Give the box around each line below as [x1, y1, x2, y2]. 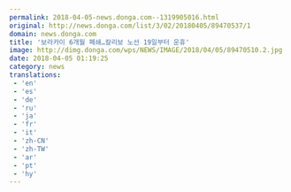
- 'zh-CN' [12, 136, 50, 145]
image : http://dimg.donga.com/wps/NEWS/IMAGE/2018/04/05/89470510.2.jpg [9, 46, 283, 55]
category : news [9, 63, 65, 72]
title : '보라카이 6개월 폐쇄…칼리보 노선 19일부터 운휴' [9, 37, 190, 47]
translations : [9, 71, 62, 80]
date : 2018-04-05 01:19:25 [9, 54, 109, 63]
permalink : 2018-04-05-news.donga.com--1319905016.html [9, 12, 219, 22]
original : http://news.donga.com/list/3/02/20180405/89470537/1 [9, 21, 251, 30]
